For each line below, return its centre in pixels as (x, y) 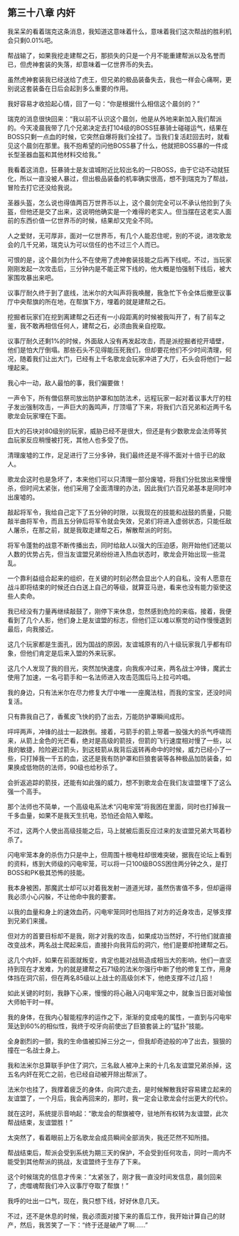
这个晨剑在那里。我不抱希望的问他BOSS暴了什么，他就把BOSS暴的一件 (117, 146)
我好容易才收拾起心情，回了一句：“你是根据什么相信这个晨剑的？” (104, 103)
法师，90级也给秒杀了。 (86, 767)
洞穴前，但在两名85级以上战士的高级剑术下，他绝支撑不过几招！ (120, 978)
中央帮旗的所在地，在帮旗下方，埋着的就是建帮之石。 (91, 301)
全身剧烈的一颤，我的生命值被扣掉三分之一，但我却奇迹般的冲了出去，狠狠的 (119, 1041)
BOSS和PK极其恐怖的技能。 (48, 872)
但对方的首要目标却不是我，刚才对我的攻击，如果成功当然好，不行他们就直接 (119, 936)
